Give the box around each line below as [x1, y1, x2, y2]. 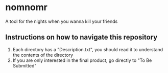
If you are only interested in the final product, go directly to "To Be [12, 57, 152, 63]
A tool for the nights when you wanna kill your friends [5, 18, 118, 24]
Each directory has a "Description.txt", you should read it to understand [12, 46, 163, 52]
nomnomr [5, 2, 47, 13]
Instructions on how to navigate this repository [5, 33, 158, 42]
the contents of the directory [12, 52, 73, 58]
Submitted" [12, 62, 37, 68]
